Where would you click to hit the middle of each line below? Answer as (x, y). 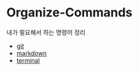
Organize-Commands (69, 13)
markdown (32, 53)
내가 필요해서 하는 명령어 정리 (46, 32)
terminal (28, 60)
